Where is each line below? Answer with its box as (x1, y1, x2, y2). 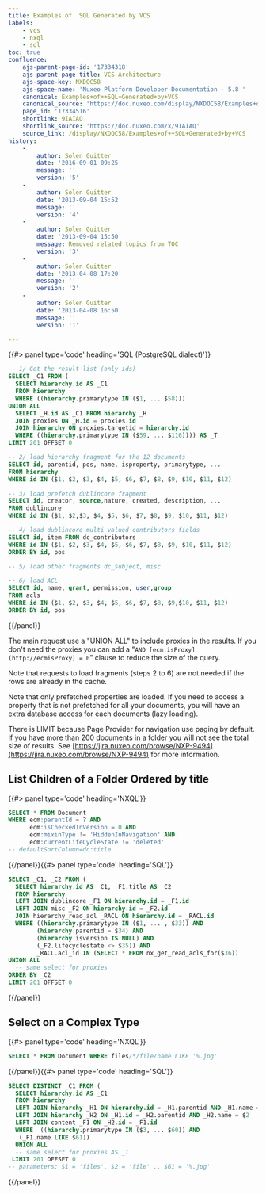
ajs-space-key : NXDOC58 (22, 78, 101, 86)
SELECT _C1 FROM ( (8, 373, 69, 381)
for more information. (150, 749, 220, 759)
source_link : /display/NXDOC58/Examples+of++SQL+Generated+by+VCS (22, 129, 246, 137)
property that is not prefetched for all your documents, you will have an (8, 700, 240, 710)
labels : (8, 19, 34, 27)
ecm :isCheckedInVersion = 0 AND (28, 824, 136, 832)
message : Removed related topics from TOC (36, 240, 179, 248)
